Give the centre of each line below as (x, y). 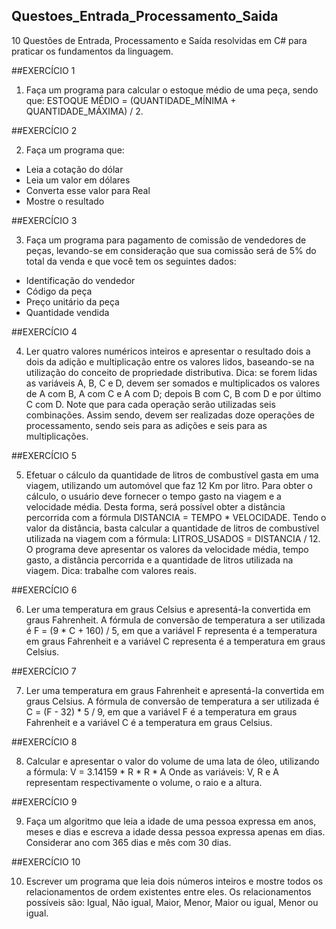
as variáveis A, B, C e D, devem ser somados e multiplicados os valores (173, 383)
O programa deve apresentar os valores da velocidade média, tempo (167, 549)
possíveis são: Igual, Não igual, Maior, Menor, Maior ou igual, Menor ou (172, 902)
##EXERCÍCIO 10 (46, 861)
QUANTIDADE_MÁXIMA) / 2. (84, 111)
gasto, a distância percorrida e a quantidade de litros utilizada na (159, 560)
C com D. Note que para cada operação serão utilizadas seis (150, 404)
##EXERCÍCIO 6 (44, 590)
